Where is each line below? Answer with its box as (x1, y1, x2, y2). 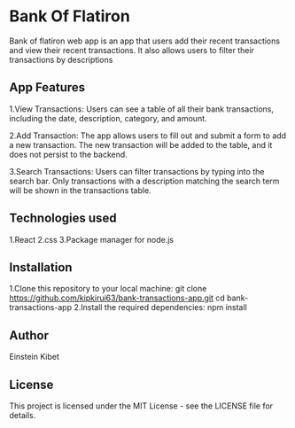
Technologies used (9, 211, 117, 226)
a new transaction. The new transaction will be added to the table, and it (9, 139, 273, 150)
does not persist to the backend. (9, 149, 128, 160)
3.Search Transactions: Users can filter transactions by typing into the (9, 166, 265, 176)
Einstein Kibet (9, 352, 60, 362)
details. (9, 410, 36, 420)
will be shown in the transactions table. (9, 184, 152, 196)
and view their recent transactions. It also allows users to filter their (9, 44, 255, 55)
